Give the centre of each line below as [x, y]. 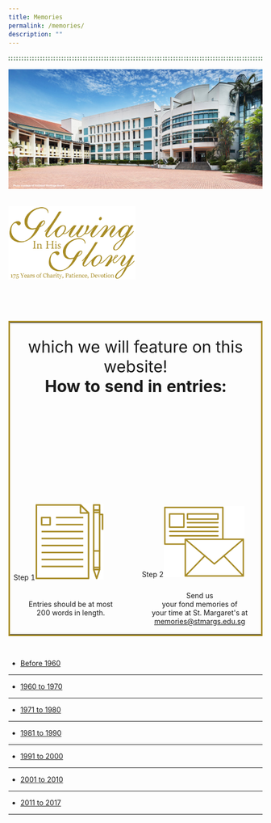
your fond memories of [200, 604]
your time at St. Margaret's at [200, 612]
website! [135, 367]
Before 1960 [40, 664]
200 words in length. [71, 612]
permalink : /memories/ [46, 25]
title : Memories [35, 17]
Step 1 [24, 577]
